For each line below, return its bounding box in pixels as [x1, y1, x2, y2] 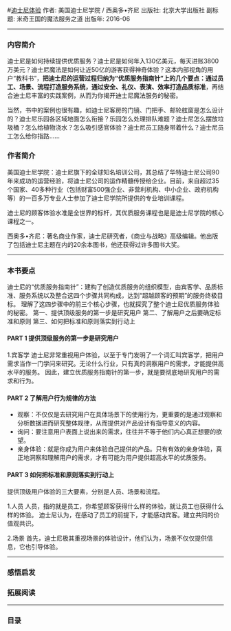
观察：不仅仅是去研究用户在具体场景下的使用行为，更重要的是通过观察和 [16, 410, 222, 419]
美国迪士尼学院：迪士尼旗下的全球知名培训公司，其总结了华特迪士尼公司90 [7, 168, 220, 176]
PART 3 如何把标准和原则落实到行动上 [7, 470, 115, 479]
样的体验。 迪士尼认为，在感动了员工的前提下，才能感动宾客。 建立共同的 [7, 510, 214, 519]
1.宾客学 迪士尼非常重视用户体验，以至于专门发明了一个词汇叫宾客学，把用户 [7, 351, 224, 359]
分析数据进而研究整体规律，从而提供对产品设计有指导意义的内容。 [16, 419, 204, 428]
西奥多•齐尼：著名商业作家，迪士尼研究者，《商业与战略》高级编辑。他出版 [7, 232, 219, 240]
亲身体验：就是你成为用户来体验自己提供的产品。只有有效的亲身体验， [16, 445, 217, 453]
